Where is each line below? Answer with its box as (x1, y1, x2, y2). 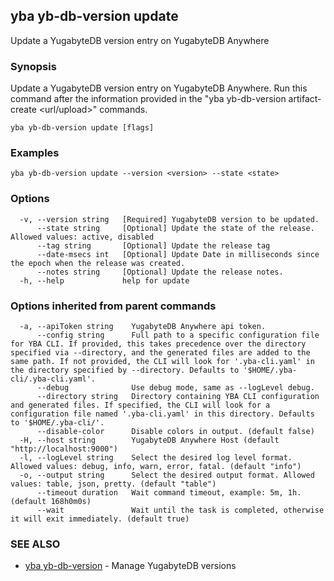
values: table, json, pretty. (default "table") (10, 479, 217, 489)
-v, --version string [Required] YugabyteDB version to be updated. (19, 214, 320, 224)
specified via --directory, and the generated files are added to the (10, 348, 311, 358)
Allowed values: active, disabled (10, 232, 155, 242)
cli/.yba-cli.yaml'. (10, 374, 97, 384)
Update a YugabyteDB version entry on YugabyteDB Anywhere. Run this (10, 82, 308, 94)
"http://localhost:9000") (10, 444, 118, 454)
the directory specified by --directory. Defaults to (10, 365, 240, 375)
